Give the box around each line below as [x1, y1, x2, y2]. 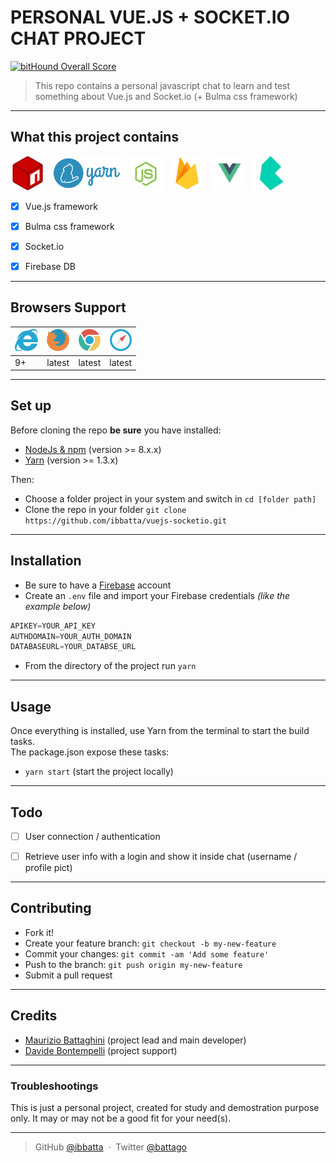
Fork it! [24, 926, 55, 938]
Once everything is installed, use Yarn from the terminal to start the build [10, 725, 310, 737]
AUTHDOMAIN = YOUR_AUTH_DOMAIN [10, 631, 132, 641]
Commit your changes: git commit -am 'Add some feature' [24, 947, 270, 960]
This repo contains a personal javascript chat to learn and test [34, 79, 291, 91]
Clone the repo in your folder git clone [24, 503, 187, 515]
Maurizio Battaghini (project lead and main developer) [24, 1034, 247, 1046]
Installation [10, 552, 82, 570]
